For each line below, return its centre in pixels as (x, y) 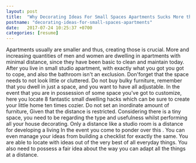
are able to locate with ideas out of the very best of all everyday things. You (97, 143)
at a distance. (22, 155)
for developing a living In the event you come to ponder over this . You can (95, 130)
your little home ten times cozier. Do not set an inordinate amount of (87, 105)
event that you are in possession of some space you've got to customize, (94, 93)
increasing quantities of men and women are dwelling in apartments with (93, 56)
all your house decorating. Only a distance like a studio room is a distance (95, 124)
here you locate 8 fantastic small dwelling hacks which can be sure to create (98, 99)
